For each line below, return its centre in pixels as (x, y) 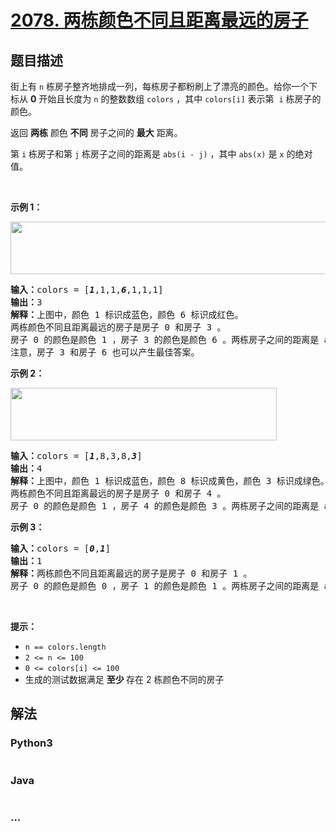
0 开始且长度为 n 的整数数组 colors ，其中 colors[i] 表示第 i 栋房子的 (175, 99)
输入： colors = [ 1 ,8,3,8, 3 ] (76, 456)
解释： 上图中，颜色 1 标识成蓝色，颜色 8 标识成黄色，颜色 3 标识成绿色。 (170, 481)
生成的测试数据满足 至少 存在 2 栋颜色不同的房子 (124, 679)
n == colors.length (65, 647)
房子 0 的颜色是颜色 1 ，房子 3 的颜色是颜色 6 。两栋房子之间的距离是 (165, 339)
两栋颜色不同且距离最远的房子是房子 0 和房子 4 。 (118, 493)
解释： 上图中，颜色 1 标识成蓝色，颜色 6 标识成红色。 (127, 314)
